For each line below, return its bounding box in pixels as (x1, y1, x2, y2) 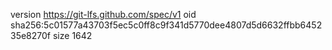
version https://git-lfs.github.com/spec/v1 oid (10, 9, 197, 20)
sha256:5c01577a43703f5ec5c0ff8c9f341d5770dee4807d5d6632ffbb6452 (10, 19, 323, 31)
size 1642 (52, 30, 93, 41)
